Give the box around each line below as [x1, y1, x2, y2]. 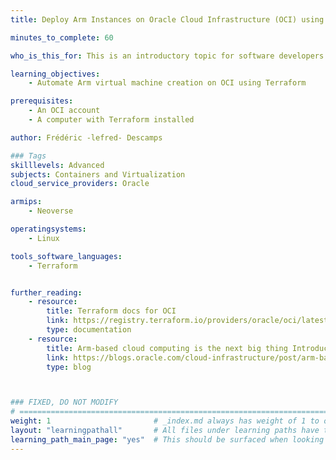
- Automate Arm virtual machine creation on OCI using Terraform [28, 78, 307, 88]
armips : [10, 197, 43, 207]
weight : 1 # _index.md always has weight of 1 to [10, 416, 320, 426]
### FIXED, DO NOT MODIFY [10, 397, 118, 408]
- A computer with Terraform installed [28, 115, 195, 125]
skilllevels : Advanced [10, 160, 105, 170]
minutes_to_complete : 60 [10, 32, 114, 43]
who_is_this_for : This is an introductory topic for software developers [10, 51, 325, 61]
